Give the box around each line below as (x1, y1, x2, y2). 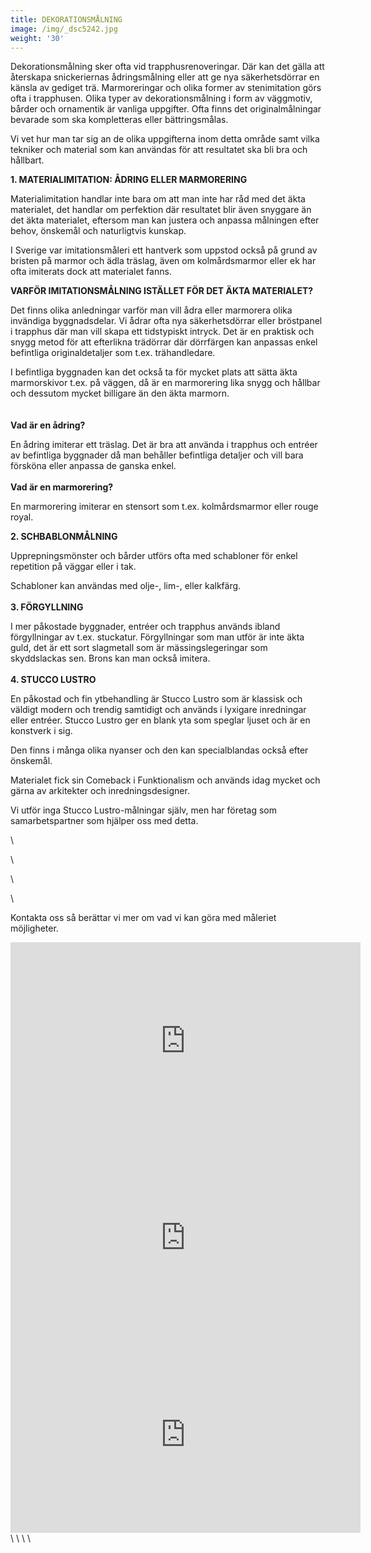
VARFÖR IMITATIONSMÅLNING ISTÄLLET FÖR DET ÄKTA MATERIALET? (10, 285, 314, 297)
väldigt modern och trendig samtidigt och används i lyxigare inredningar (10, 704, 307, 716)
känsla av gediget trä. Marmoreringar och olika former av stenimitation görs (10, 82, 322, 94)
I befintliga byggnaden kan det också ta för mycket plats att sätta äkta (10, 366, 298, 378)
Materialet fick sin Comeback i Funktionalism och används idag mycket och (10, 774, 321, 786)
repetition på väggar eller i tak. (10, 561, 137, 573)
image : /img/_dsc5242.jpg (10, 24, 118, 34)
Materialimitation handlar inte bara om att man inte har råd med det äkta (10, 193, 306, 205)
